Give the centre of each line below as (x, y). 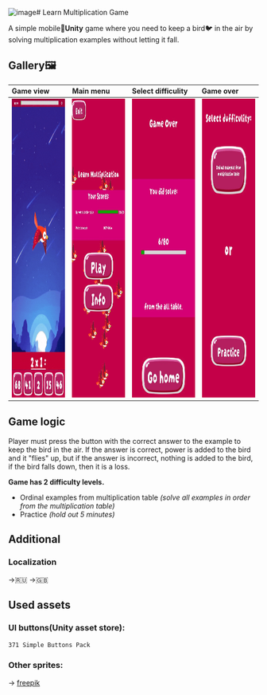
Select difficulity (160, 91)
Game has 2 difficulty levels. (56, 481)
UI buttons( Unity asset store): (67, 627)
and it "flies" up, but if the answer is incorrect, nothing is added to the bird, (131, 457)
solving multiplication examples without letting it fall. (94, 39)
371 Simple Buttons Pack (49, 646)
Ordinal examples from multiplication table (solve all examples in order (135, 497)
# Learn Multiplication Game (82, 12)
